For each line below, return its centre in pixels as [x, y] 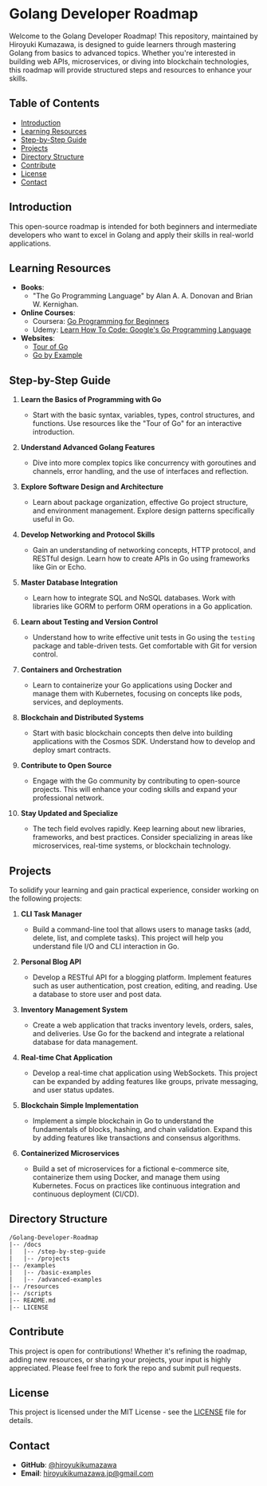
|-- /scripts [31, 1293]
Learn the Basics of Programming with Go [91, 400]
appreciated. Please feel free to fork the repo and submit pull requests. [125, 1368]
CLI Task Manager [51, 914]
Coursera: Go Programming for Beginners [101, 321]
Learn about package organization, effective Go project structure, [140, 503]
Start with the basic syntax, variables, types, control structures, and [143, 415]
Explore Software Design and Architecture [92, 487]
